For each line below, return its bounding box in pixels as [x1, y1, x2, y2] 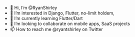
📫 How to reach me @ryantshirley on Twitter [9, 26, 103, 32]
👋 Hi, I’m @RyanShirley [9, 5, 57, 10]
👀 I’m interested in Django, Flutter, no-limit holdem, [9, 10, 115, 16]
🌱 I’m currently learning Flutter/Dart [9, 15, 83, 21]
